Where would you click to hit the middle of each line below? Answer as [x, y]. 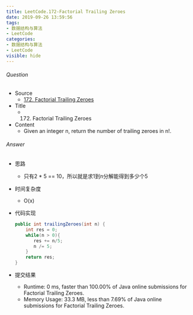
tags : [13, 23]
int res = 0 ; [42, 230]
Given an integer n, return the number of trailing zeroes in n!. [97, 131]
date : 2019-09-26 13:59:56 [39, 17]
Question [17, 75]
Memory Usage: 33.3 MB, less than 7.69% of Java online [93, 300]
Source [23, 93]
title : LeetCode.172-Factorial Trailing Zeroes [66, 12]
